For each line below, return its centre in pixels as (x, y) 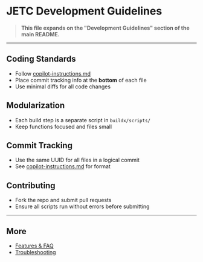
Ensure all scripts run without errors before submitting (82, 206)
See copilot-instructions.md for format (63, 166)
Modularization (36, 106)
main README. (40, 34)
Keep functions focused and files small (63, 126)
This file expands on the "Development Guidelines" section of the (105, 28)
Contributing (31, 185)
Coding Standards (41, 59)
